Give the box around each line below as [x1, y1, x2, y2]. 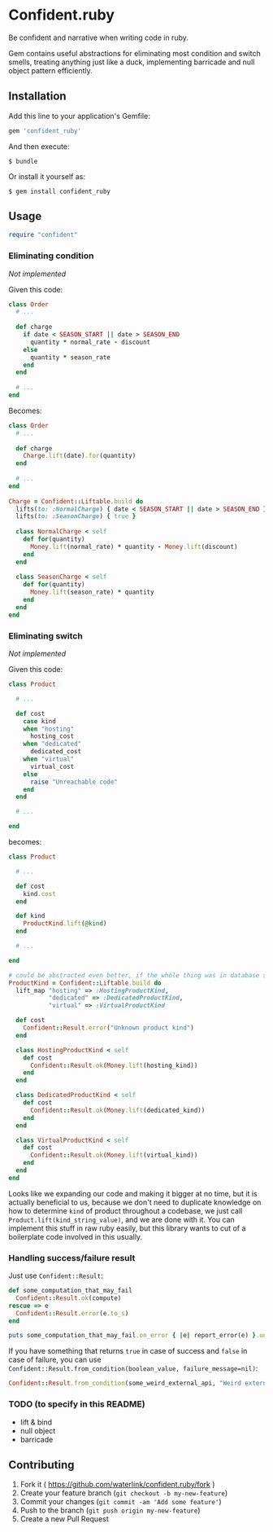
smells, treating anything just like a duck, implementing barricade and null [8, 57, 255, 67]
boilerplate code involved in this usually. [8, 1231, 143, 1241]
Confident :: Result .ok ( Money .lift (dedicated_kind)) [29, 1106, 206, 1114]
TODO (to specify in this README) [8, 1398, 145, 1410]
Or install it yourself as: [8, 171, 85, 181]
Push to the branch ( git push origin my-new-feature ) [19, 1505, 201, 1516]
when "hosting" [23, 725, 75, 733]
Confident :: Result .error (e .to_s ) [15, 1309, 129, 1317]
